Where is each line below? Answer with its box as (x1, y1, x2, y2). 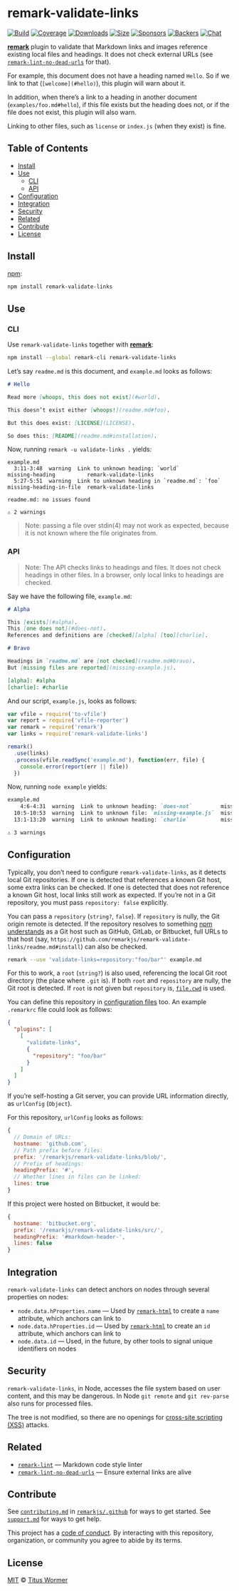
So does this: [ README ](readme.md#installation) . (7, 432, 158, 439)
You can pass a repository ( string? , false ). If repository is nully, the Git (7, 911, 221, 921)
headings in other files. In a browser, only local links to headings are (24, 571, 224, 579)
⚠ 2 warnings (7, 508, 46, 516)
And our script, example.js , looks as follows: (7, 697, 137, 705)
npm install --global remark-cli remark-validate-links (7, 354, 176, 362)
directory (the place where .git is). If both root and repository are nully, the (7, 976, 231, 985)
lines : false (14, 1239, 53, 1247)
